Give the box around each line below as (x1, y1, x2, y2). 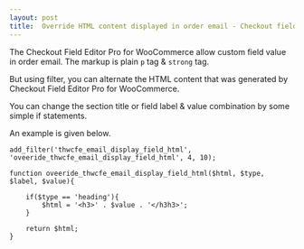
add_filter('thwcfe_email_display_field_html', (9, 145, 193, 154)
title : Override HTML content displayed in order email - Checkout (9, 22, 273, 31)
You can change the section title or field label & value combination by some (9, 100, 290, 111)
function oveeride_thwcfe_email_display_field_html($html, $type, (9, 169, 265, 178)
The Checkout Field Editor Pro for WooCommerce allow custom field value (9, 46, 287, 57)
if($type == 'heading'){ (25, 192, 119, 201)
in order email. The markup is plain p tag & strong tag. (9, 56, 210, 67)
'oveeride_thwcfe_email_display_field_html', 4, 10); (9, 152, 217, 162)
